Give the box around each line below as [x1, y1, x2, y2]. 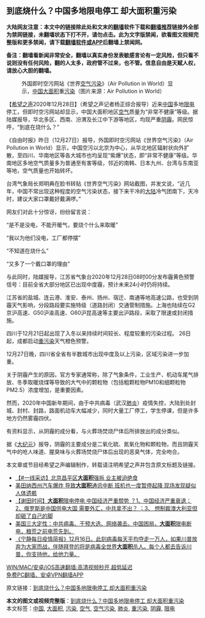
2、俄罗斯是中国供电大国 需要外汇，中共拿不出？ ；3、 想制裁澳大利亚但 [15, 504, 198, 512]
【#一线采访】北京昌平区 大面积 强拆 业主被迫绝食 [15, 474, 138, 481]
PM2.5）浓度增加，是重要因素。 [6, 386, 87, 393]
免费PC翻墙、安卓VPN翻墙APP [6, 571, 84, 578]
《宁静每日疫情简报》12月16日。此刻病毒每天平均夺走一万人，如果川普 [15, 535, 192, 542]
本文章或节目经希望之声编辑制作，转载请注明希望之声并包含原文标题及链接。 [6, 461, 199, 468]
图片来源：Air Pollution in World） [80, 87, 165, 95]
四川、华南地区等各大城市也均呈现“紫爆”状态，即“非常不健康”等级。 [22, 152, 192, 159]
